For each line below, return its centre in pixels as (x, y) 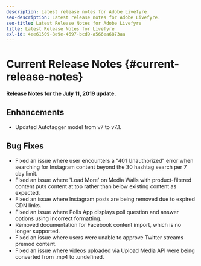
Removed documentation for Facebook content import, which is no (98, 224)
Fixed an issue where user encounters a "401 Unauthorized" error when (104, 160)
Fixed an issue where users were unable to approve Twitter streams (99, 237)
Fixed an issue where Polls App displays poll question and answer (97, 212)
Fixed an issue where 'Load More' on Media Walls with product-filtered (103, 180)
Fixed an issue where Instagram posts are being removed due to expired (105, 199)
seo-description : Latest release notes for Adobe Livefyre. (84, 17)
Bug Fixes (25, 146)
